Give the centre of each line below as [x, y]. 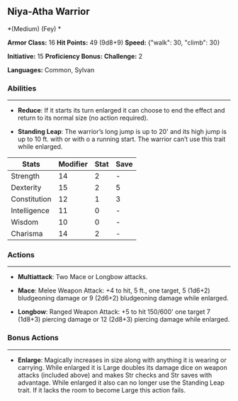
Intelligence [30, 210]
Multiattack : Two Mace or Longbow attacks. [83, 277]
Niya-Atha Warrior [49, 12]
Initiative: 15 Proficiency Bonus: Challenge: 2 [75, 56]
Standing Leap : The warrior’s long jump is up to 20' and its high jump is [122, 132]
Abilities [22, 88]
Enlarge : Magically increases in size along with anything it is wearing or [122, 360]
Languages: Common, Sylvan [51, 69]
